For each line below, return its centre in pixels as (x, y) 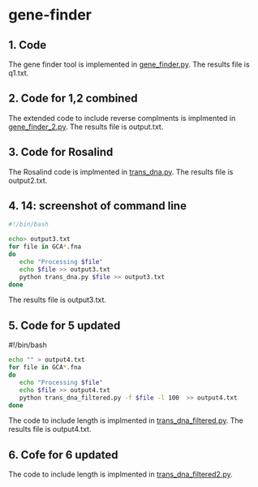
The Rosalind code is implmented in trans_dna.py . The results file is (121, 171)
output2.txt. (28, 180)
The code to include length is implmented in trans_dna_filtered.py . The (126, 420)
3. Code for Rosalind (61, 152)
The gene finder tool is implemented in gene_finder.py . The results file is (129, 64)
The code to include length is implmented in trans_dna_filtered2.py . (120, 474)
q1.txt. (19, 73)
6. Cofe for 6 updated (64, 455)
